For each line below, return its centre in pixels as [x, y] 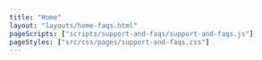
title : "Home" [36, 17]
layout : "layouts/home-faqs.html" [74, 26]
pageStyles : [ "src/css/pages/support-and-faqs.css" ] [110, 42]
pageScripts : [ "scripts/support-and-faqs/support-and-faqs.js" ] [131, 34]
